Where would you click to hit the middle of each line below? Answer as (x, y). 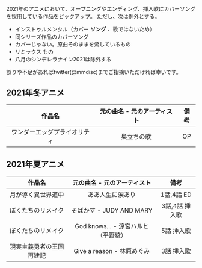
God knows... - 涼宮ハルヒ (112, 226)
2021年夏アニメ (35, 164)
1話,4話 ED (176, 195)
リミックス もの (34, 52)
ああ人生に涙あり (112, 195)
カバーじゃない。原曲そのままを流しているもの (73, 44)
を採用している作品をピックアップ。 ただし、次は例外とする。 (83, 16)
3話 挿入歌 (176, 251)
